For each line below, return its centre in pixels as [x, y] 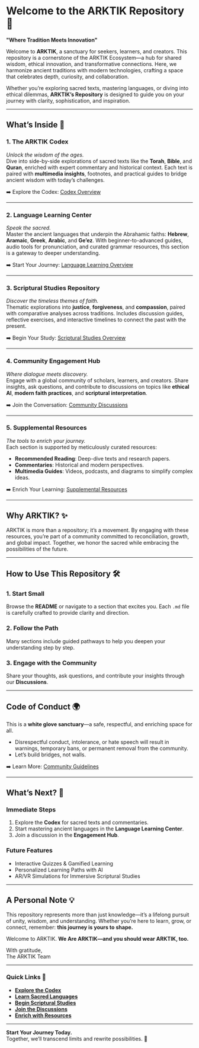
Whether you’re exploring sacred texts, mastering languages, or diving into [97, 88]
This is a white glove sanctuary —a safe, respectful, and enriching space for [99, 724]
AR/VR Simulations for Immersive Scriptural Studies [77, 876]
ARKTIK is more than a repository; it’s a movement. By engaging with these [97, 530]
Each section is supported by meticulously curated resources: [82, 447]
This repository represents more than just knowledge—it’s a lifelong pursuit [98, 915]
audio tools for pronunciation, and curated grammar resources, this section [98, 247]
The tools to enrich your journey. [46, 440]
